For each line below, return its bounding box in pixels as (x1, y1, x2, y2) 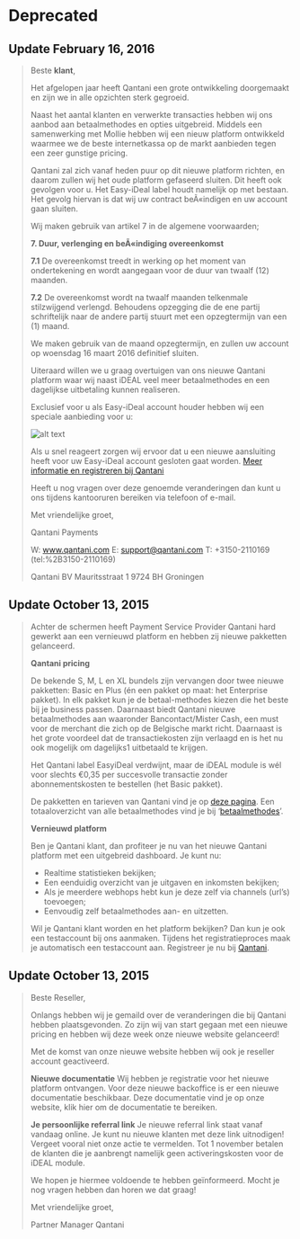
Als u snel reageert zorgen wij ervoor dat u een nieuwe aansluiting (30, 446, 276, 457)
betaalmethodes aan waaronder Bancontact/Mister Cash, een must (30, 713, 279, 724)
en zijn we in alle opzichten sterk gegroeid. (30, 92, 190, 103)
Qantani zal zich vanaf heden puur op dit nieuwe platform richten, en (30, 165, 285, 175)
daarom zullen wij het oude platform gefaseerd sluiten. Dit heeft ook (30, 174, 282, 185)
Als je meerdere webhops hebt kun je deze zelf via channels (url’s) (43, 887, 290, 897)
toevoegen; (43, 896, 86, 906)
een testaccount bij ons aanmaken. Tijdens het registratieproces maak (30, 932, 291, 943)
